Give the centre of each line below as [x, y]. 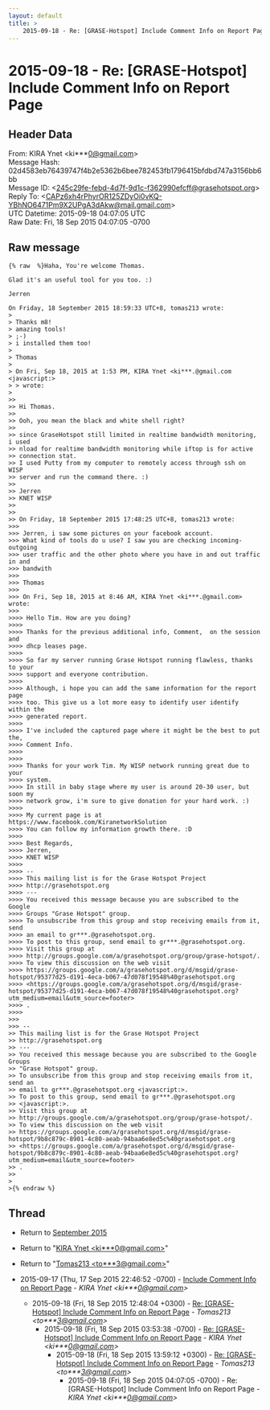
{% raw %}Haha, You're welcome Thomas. [77, 266]
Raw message [44, 247]
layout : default [35, 16]
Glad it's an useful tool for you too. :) [80, 280]
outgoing [23, 548]
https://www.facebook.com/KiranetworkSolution [88, 822]
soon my [21, 794]
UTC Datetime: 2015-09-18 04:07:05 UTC [77, 213]
